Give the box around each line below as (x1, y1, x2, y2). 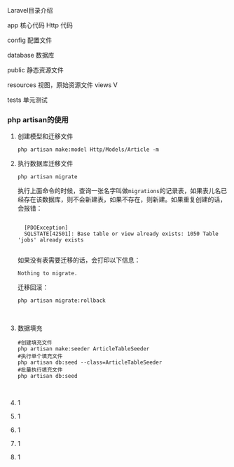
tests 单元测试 (7, 96, 48, 104)
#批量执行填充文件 (17, 367, 63, 374)
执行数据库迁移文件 (17, 159, 74, 168)
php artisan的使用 (7, 114, 69, 124)
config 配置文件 (7, 36, 53, 44)
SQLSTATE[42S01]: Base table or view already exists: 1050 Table (24, 230, 219, 237)
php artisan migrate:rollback (17, 297, 106, 304)
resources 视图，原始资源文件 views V (7, 81, 118, 89)
